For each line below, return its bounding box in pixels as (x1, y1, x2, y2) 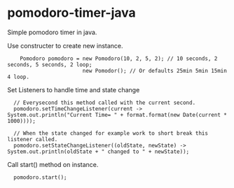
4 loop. (7, 73, 30, 80)
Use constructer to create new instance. (7, 41, 124, 50)
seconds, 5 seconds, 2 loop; (7, 61, 92, 68)
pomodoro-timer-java (7, 5, 137, 21)
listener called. (7, 136, 58, 143)
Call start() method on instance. (7, 160, 99, 168)
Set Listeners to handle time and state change (7, 85, 140, 94)
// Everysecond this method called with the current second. (13, 99, 196, 106)
